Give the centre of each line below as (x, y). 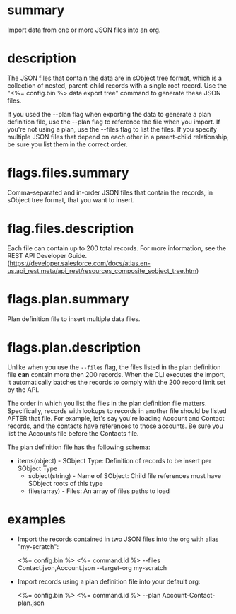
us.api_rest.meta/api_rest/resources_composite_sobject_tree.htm (102, 270)
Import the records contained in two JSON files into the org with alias (118, 539)
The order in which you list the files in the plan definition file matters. (107, 403)
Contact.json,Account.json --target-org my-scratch (92, 567)
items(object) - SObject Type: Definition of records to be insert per (114, 460)
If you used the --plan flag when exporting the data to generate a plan (109, 114)
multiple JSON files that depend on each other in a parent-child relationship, (118, 137)
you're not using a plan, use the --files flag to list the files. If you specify (112, 129)
